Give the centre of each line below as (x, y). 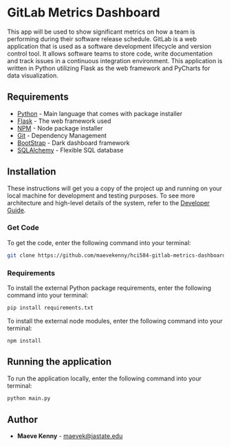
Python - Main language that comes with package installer (100, 113)
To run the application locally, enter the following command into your (104, 378)
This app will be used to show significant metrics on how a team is (101, 32)
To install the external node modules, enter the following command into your (115, 321)
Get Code (23, 228)
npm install (24, 341)
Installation (32, 172)
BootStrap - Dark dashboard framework (73, 143)
